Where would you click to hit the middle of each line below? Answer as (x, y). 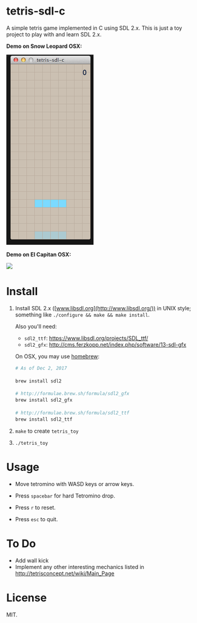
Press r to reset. (35, 507)
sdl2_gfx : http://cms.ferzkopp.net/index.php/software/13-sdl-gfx (105, 344)
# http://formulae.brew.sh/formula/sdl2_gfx (72, 394)
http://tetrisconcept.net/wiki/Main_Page (65, 573)
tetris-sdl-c (36, 11)
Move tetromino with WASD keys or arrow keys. (75, 484)
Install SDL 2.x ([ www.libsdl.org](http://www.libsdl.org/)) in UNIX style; (103, 308)
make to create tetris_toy (47, 431)
